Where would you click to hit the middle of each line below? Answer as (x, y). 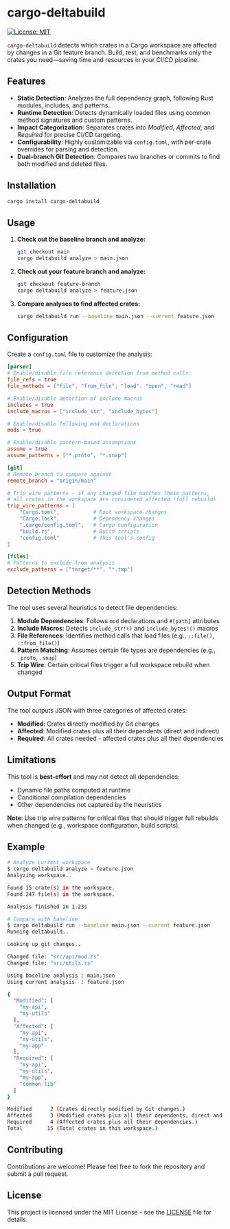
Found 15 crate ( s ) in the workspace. (61, 887)
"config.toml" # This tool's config (87, 538)
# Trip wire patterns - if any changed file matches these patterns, (109, 493)
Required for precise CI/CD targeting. (70, 134)
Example (26, 847)
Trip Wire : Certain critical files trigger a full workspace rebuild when (113, 664)
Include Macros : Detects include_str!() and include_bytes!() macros (117, 628)
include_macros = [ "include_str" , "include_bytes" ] (82, 411)
